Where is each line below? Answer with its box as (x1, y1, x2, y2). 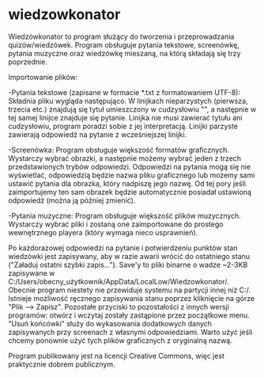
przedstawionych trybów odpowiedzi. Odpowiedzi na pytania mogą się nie (8, 162, 251, 171)
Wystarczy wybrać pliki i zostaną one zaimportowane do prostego (8, 219, 224, 229)
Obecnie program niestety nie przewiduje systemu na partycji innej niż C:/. (8, 285, 251, 295)
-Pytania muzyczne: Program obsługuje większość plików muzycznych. (8, 211, 241, 220)
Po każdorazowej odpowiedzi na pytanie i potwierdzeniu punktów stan (8, 243, 238, 253)
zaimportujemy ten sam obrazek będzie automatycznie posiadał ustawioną (8, 187, 251, 196)
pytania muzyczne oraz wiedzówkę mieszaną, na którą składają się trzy (8, 48, 241, 58)
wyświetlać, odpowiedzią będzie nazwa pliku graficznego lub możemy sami (8, 170, 255, 180)
